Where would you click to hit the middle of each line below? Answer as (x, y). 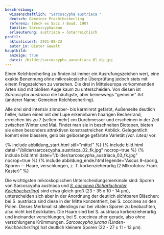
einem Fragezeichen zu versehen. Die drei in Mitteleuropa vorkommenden (80, 84)
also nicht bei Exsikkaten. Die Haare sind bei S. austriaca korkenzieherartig (81, 212)
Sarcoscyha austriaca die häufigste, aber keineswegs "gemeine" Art (74, 95)
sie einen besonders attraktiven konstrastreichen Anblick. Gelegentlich (76, 130)
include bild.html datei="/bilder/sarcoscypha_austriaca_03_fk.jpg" (71, 156)
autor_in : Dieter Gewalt (35, 46)
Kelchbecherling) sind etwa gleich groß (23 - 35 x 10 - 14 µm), (68, 191)
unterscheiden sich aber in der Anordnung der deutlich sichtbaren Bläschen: (82, 196)
